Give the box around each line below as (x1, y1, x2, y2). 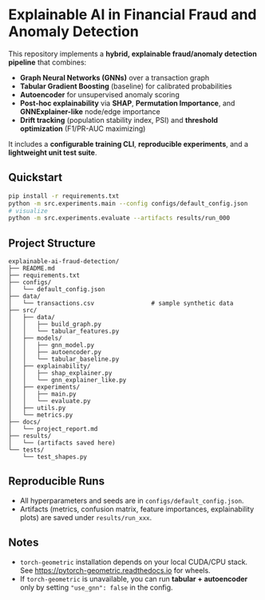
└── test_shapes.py (22, 453, 88, 461)
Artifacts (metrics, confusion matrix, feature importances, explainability (19, 504, 255, 514)
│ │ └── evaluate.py (8, 397, 91, 405)
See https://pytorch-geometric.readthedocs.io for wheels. (19, 565, 211, 575)
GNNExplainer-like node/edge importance (19, 106, 161, 116)
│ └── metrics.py (8, 411, 73, 420)
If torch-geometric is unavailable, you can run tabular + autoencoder (19, 574, 248, 583)
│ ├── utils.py (8, 405, 66, 412)
